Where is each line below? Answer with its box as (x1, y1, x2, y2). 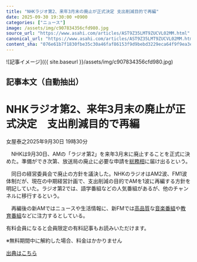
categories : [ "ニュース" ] (6, 19, 66, 25)
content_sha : (6, 42, 38, 48)
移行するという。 (21, 192, 63, 200)
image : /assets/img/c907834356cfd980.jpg (6, 25, 109, 31)
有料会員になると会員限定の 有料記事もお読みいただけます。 (6, 224, 150, 232)
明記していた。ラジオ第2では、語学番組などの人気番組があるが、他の (6, 185, 174, 192)
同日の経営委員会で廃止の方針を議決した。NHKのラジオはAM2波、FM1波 (11, 170, 188, 177)
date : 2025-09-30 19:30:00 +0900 (6, 14, 88, 20)
